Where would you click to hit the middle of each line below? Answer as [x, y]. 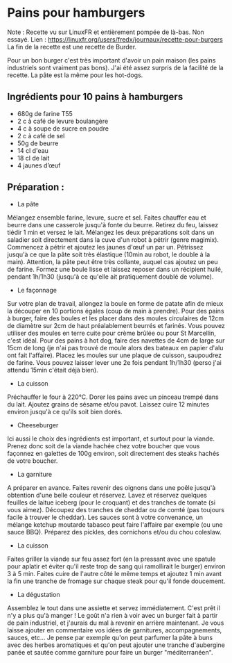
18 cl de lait [33, 158]
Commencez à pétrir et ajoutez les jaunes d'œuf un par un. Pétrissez [105, 247]
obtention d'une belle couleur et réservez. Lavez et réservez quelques [107, 495]
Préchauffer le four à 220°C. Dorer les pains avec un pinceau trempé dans [113, 397]
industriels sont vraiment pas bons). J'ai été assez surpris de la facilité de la [115, 67]
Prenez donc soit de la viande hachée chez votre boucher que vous [104, 445]
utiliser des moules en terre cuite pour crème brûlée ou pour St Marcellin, [112, 333]
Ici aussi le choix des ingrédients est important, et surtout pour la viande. [111, 439]
